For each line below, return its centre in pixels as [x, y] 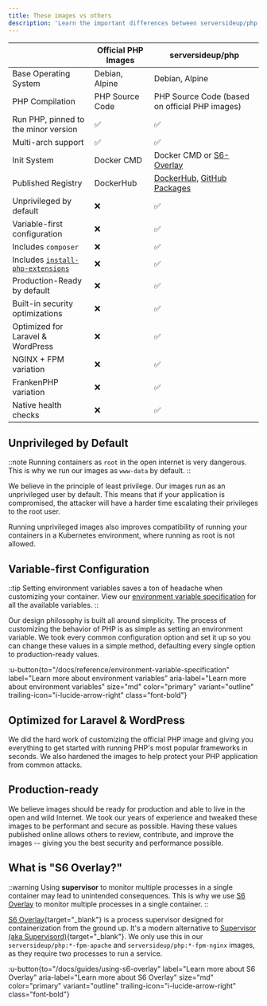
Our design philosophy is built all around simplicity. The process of [117, 620]
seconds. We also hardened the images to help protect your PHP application [133, 756]
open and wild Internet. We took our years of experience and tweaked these [133, 817]
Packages [172, 188]
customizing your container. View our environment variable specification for [132, 597]
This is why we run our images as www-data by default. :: [100, 471]
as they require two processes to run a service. [85, 953]
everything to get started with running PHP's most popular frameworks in [128, 748]
